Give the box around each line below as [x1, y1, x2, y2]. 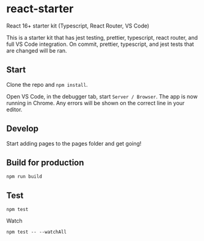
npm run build [6, 174, 43, 180]
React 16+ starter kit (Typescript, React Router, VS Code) [6, 22, 150, 29]
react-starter [6, 2, 74, 16]
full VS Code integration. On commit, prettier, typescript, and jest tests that [6, 40, 194, 48]
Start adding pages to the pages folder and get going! [6, 139, 142, 147]
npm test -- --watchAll [6, 229, 67, 235]
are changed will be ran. [6, 46, 67, 54]
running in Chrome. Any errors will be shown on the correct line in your [6, 99, 185, 106]
